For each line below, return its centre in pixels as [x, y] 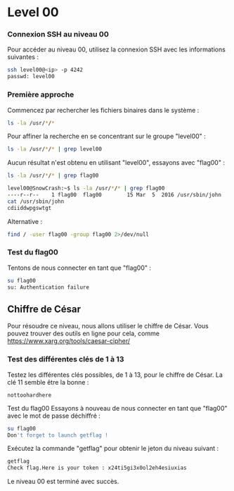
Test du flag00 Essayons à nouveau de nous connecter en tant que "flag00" [117, 408]
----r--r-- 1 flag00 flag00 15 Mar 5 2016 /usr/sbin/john [114, 195]
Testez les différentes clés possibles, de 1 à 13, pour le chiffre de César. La [115, 375]
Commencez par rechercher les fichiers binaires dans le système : [103, 110]
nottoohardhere [30, 395]
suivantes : [23, 57]
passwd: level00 [31, 77]
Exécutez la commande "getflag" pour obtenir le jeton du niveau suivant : [113, 449]
